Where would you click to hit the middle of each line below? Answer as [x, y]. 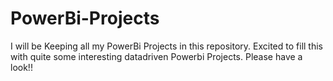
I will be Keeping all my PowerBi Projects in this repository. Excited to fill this [166, 46]
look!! [21, 67]
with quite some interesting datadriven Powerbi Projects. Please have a [156, 56]
